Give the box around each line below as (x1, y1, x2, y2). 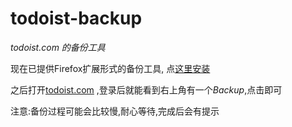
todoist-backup (10, 7, 143, 30)
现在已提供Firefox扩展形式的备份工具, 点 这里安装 (10, 62, 211, 74)
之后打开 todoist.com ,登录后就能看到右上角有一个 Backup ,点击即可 (10, 83, 283, 96)
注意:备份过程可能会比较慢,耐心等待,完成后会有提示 (10, 105, 220, 117)
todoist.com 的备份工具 (10, 41, 106, 53)
